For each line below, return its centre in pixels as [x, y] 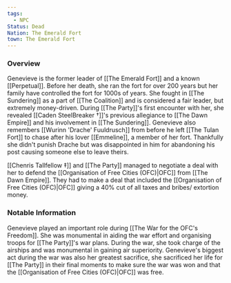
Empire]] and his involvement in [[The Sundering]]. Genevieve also [102, 122]
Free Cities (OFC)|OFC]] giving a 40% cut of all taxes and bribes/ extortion [113, 188]
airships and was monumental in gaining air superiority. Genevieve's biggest [115, 250]
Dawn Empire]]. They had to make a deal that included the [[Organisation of [114, 180]
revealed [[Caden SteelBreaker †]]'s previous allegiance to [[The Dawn [108, 116]
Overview [24, 64]
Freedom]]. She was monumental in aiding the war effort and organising [109, 235]
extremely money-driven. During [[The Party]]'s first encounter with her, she [115, 108]
